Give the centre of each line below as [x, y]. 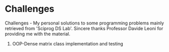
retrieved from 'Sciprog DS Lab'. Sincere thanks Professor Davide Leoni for [84, 28]
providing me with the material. [37, 34]
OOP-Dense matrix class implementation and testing [68, 43]
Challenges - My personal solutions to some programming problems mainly [85, 23]
